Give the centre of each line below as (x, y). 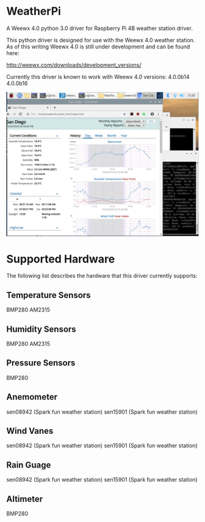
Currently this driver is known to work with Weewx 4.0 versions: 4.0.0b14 (98, 76)
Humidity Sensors (41, 329)
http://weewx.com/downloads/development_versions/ (74, 65)
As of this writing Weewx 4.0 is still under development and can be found (98, 47)
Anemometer (32, 397)
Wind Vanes (30, 431)
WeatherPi (34, 11)
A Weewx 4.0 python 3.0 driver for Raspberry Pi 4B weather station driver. (100, 28)
